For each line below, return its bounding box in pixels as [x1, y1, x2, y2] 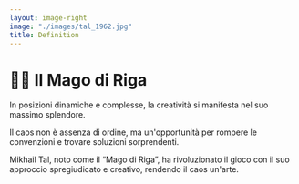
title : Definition [9, 30, 79, 39]
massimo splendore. [9, 109, 86, 120]
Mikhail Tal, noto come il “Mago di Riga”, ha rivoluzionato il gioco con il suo [9, 154, 290, 165]
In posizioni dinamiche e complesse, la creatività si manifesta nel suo [9, 99, 269, 110]
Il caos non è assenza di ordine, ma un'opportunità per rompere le [9, 127, 258, 138]
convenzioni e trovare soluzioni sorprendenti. [9, 137, 180, 148]
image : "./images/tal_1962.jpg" [9, 22, 132, 31]
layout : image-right [9, 13, 88, 23]
